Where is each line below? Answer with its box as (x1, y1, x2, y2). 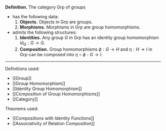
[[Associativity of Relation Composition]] (12, 120, 95, 126)
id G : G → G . (19, 40, 45, 47)
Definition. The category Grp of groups (5, 4, 85, 10)
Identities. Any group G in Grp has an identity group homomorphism (19, 34, 159, 40)
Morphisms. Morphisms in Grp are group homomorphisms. (19, 24, 141, 30)
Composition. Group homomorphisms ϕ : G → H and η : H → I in (19, 46, 152, 52)
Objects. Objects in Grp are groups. (19, 19, 93, 25)
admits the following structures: (12, 30, 77, 35)
